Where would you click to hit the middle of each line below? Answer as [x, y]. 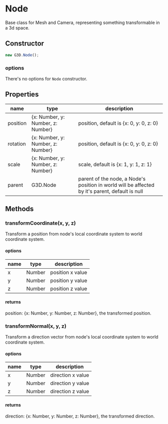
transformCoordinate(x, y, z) [40, 223]
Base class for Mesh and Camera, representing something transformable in [82, 22]
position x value [69, 272]
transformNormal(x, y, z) [36, 326]
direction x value [70, 375]
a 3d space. [17, 27]
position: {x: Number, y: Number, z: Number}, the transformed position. [78, 313]
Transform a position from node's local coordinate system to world [74, 234]
